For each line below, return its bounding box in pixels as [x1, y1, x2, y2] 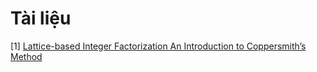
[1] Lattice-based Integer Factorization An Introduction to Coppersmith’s [10, 40, 307, 52]
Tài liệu [10, 7, 72, 30]
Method [10, 50, 43, 62]
